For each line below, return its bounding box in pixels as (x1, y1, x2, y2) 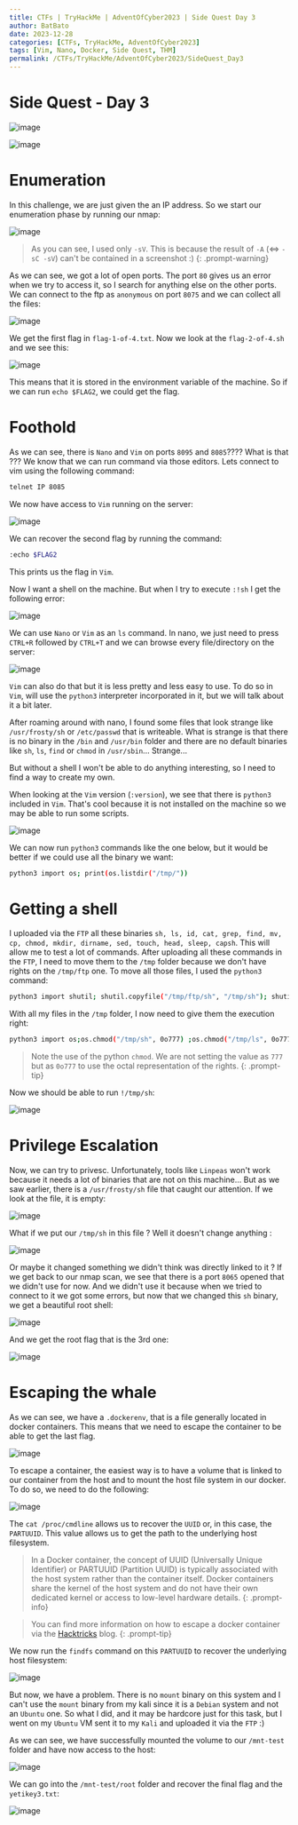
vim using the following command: (9, 465, 135, 476)
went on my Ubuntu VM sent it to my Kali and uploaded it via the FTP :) (9, 1718, 265, 1728)
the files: (9, 298, 42, 309)
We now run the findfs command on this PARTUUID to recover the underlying (9, 1646, 286, 1656)
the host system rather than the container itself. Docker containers (30, 1574, 274, 1583)
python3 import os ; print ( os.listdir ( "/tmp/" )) (9, 869, 189, 877)
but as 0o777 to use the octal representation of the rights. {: (30, 1060, 247, 1071)
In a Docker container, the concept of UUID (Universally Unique (30, 1555, 263, 1565)
